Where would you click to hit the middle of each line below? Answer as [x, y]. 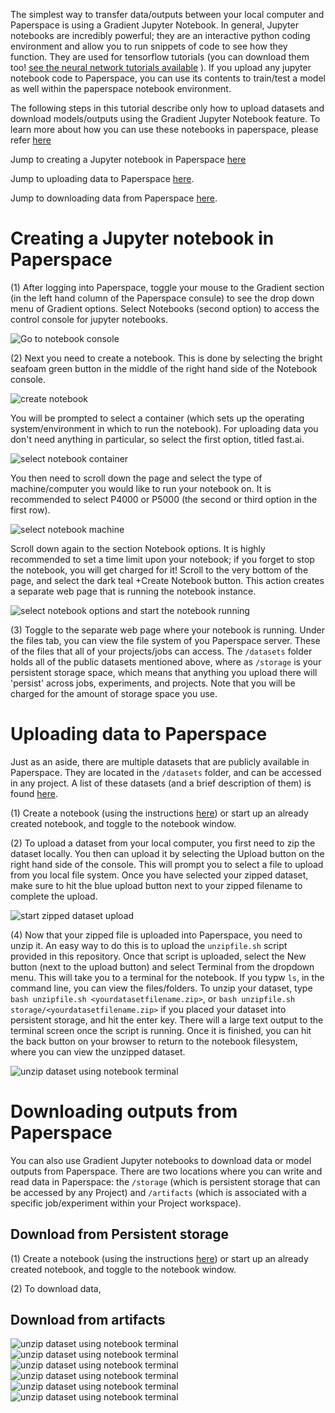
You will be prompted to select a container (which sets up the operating [157, 418]
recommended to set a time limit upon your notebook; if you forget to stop [162, 559]
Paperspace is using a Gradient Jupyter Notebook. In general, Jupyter [154, 25]
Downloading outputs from [124, 1111]
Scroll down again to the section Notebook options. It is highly [138, 548]
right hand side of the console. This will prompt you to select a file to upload [167, 864]
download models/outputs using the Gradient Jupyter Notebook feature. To [165, 118]
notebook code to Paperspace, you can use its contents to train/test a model [168, 78]
